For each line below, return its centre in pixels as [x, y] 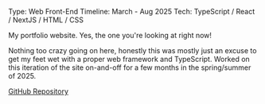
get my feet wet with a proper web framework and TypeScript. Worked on [129, 59]
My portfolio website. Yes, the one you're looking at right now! [110, 35]
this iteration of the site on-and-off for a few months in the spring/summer [130, 67]
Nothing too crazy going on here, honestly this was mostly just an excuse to [132, 50]
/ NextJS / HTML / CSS [46, 20]
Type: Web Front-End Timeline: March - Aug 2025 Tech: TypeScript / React [132, 12]
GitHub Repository [39, 91]
